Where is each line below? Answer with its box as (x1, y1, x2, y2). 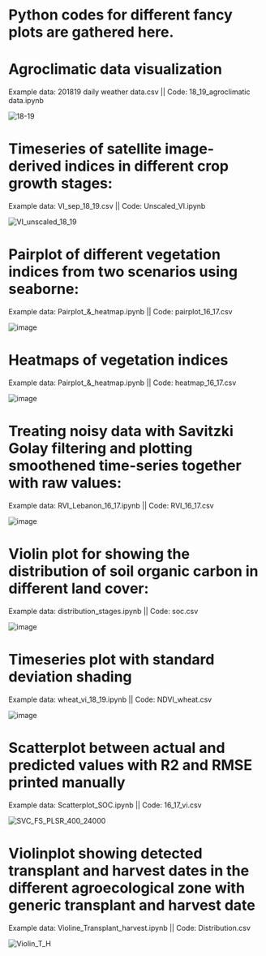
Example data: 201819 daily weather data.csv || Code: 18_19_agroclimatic (8, 87, 251, 97)
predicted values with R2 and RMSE (8, 755, 253, 774)
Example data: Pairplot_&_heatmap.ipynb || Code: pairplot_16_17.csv (8, 307, 233, 316)
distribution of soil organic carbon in (8, 562, 259, 581)
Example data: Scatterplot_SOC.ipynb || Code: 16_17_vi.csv (8, 800, 202, 810)
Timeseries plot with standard (8, 651, 215, 668)
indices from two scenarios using (8, 262, 238, 281)
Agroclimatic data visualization (8, 60, 223, 79)
